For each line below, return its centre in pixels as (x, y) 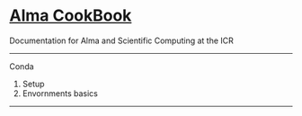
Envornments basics (60, 93)
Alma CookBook (71, 16)
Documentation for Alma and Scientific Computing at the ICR (121, 40)
